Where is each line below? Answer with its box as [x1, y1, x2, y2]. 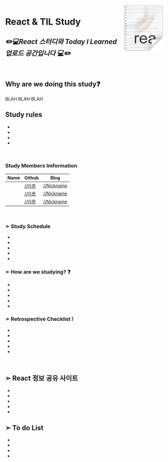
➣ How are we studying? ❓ [5, 268, 71, 275]
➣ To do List [5, 423, 44, 432]
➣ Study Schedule [5, 223, 51, 230]
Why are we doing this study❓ [5, 80, 101, 88]
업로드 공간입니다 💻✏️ [5, 49, 71, 57]
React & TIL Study [5, 16, 81, 28]
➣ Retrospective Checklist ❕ [5, 316, 74, 323]
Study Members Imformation [5, 162, 77, 169]
